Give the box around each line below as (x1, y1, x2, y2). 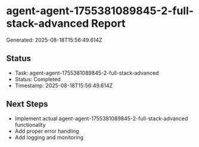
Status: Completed (14, 75, 61, 82)
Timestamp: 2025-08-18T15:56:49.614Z (14, 82, 113, 89)
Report (91, 17, 126, 30)
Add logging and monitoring (14, 133, 84, 140)
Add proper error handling (14, 127, 79, 135)
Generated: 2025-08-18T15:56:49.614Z (6, 36, 102, 43)
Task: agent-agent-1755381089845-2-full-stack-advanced (14, 69, 159, 76)
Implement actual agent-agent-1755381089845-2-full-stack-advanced (14, 114, 188, 122)
